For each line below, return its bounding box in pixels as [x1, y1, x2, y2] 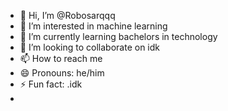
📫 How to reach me [19, 53, 103, 64]
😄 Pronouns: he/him [19, 67, 105, 79]
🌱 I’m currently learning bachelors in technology [19, 31, 218, 42]
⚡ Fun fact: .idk [19, 78, 83, 90]
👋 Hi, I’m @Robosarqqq [19, 10, 116, 21]
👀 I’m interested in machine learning [19, 20, 168, 32]
